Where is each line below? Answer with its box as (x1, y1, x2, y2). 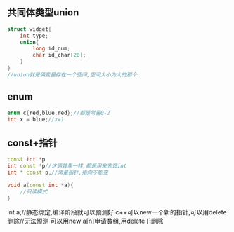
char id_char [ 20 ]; (32, 52, 86, 59)
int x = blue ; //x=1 (7, 116, 65, 123)
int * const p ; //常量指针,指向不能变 (7, 169, 108, 176)
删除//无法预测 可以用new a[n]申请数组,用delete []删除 (7, 217, 164, 226)
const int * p (7, 156, 46, 163)
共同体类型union (7, 6, 79, 19)
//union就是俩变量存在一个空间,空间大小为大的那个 (7, 71, 138, 79)
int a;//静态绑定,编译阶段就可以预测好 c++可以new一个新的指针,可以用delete (7, 208, 227, 217)
